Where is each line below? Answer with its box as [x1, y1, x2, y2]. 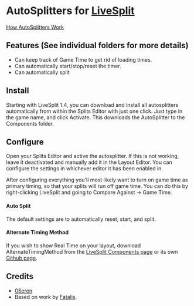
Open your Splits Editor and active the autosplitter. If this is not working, [6, 153, 179, 160]
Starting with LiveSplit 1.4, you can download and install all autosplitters [6, 101, 179, 108]
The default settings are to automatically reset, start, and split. [6, 216, 156, 223]
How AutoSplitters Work [6, 23, 64, 31]
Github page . [6, 254, 38, 261]
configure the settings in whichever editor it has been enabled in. [6, 165, 163, 172]
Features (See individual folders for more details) [6, 41, 189, 51]
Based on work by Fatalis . [14, 293, 77, 300]
